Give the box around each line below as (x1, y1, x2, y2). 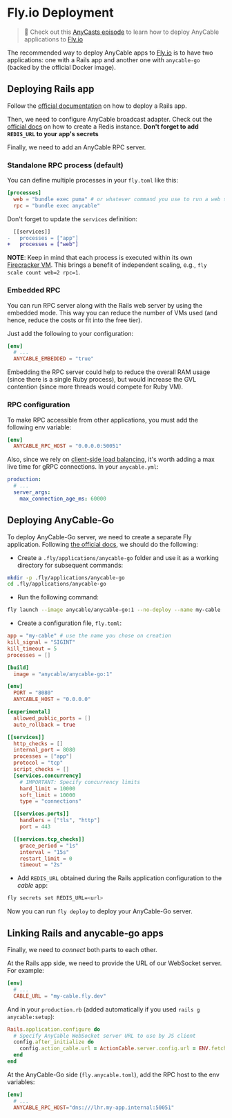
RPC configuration (7, 400, 70, 409)
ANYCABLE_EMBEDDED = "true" (13, 355, 95, 362)
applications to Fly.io (23, 35, 84, 43)
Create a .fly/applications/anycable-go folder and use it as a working (17, 553, 219, 561)
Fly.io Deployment (7, 5, 114, 21)
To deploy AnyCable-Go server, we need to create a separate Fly (7, 532, 192, 541)
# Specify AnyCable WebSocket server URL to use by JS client (13, 1032, 196, 1039)
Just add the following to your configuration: (7, 329, 133, 337)
